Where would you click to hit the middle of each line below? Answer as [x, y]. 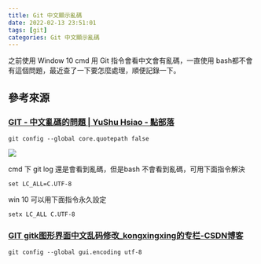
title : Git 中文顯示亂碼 [45, 15]
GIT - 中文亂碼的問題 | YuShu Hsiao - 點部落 [91, 122]
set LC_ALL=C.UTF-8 [40, 184]
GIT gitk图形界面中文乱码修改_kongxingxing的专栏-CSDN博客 [126, 235]
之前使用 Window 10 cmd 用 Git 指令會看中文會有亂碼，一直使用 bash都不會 [130, 60]
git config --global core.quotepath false [79, 138]
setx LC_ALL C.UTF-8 [42, 214]
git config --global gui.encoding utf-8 [75, 252]
